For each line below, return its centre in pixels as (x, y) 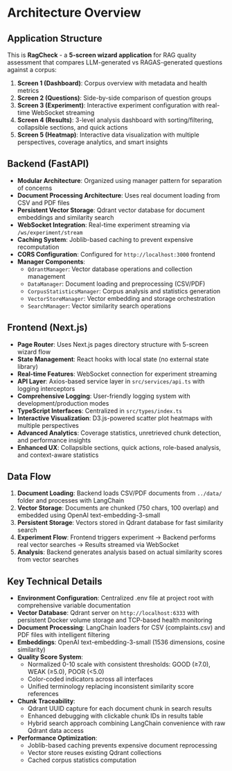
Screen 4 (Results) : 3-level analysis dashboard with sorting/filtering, (115, 120)
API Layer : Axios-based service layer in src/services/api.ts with (111, 381)
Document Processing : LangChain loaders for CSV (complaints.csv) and (121, 627)
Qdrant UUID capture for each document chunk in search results (120, 709)
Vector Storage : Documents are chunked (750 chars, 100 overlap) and (118, 508)
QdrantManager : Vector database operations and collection (110, 269)
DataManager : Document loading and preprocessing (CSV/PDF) (116, 284)
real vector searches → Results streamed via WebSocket (98, 545)
